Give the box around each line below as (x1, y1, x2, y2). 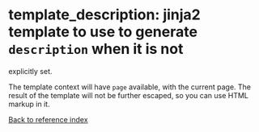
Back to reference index (8, 114, 88, 124)
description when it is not (8, 40, 184, 58)
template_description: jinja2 (8, 6, 201, 24)
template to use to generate (8, 23, 198, 41)
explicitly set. (8, 66, 53, 76)
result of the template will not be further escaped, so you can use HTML (8, 90, 249, 100)
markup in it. (8, 99, 50, 109)
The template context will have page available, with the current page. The (8, 82, 252, 92)
